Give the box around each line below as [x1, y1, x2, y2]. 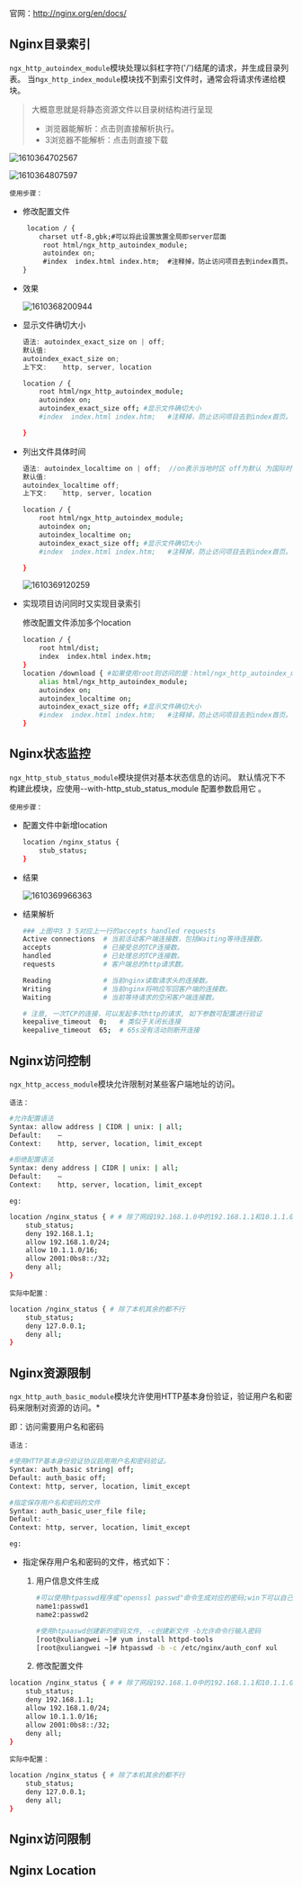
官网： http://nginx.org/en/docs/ [9, 8, 128, 18]
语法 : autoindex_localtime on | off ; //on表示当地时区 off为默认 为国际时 [22, 464, 292, 473]
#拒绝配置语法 [9, 1155, 54, 1164]
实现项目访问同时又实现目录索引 [22, 598, 141, 609]
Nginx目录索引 [9, 37, 92, 52]
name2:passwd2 [35, 1610, 89, 1619]
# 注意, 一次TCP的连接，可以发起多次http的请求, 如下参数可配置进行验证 [22, 1009, 262, 1018]
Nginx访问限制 [9, 1831, 92, 1847]
